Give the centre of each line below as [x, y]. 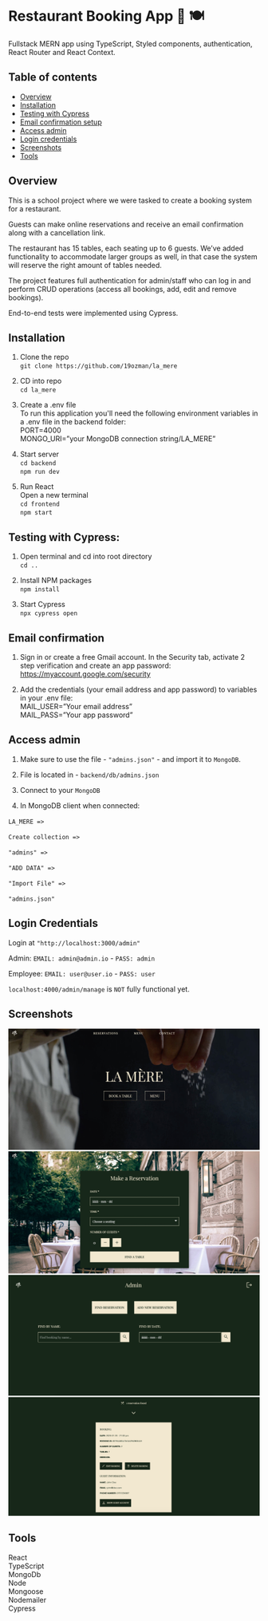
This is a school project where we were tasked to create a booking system [130, 200]
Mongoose [26, 1591]
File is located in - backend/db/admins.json [89, 775]
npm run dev [39, 472]
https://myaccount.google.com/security [85, 674]
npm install [39, 590]
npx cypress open [49, 613]
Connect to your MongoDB [60, 790]
